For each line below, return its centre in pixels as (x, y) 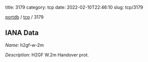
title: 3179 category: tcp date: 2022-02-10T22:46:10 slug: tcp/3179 (74, 7)
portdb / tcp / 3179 (24, 17)
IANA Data (22, 33)
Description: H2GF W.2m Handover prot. (47, 54)
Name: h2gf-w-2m (25, 45)
